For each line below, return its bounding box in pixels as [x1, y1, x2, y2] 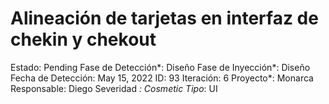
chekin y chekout [10, 28, 157, 51]
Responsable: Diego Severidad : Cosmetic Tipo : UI [10, 82, 218, 94]
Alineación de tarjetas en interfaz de [10, 7, 319, 30]
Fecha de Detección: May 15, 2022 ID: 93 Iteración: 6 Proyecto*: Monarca [10, 72, 314, 84]
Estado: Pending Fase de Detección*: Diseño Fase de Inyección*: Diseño [10, 61, 311, 73]
